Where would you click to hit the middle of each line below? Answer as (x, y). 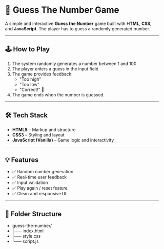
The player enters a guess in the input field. (56, 68)
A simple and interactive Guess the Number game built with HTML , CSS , (78, 23)
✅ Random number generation (43, 172)
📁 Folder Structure (33, 214)
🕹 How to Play (28, 49)
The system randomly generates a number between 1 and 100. (75, 64)
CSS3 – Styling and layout (38, 135)
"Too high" (30, 79)
